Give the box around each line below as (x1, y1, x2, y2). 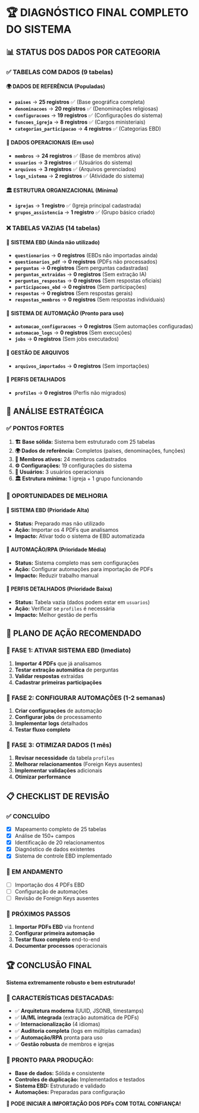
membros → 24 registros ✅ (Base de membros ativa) (14, 152, 141, 159)
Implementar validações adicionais (14, 767, 103, 774)
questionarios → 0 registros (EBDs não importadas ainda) (14, 252, 158, 259)
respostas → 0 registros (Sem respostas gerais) (14, 290, 133, 297)
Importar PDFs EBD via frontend (14, 923, 94, 931)
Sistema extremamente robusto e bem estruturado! (6, 979, 135, 986)
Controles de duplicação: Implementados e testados (14, 1076, 146, 1083)
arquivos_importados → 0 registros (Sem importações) (14, 362, 150, 370)
